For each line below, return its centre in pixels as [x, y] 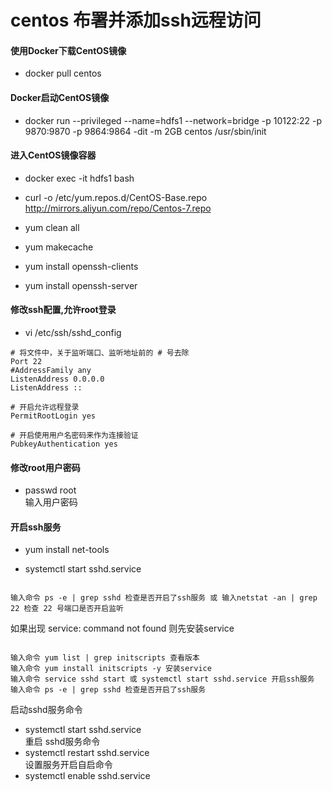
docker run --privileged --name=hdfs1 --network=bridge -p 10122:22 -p [173, 120]
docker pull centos [63, 73]
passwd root [50, 490]
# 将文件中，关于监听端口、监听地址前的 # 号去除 [100, 353]
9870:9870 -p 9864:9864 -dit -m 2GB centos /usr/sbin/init [145, 131]
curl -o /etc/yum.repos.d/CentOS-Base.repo [116, 197]
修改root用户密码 [45, 467]
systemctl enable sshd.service [87, 776]
